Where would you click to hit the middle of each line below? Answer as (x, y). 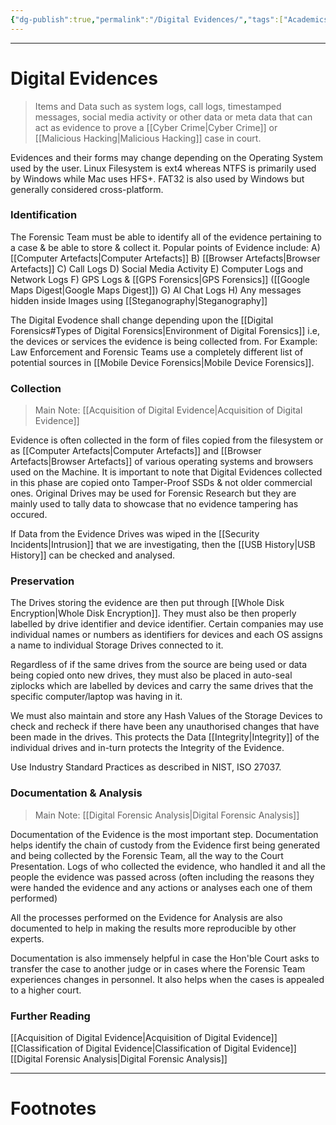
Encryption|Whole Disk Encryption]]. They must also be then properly (153, 613)
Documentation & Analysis (76, 793)
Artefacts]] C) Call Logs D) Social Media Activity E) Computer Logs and (157, 268)
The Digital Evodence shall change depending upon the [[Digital (142, 320)
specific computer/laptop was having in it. (96, 697)
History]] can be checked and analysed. (93, 555)
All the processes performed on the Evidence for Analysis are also (146, 917)
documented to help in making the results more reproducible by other (153, 928)
